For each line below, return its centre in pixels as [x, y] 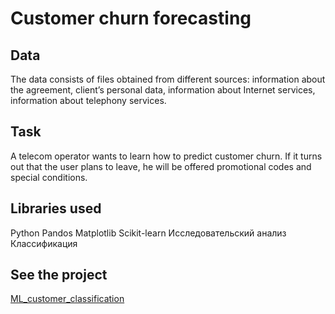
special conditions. [49, 177]
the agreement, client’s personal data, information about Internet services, [163, 90]
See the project [59, 275]
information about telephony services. [88, 100]
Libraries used [56, 208]
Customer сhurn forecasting [131, 18]
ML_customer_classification [67, 299]
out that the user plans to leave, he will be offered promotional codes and [161, 166]
